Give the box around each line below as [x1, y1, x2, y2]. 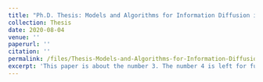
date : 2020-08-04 [8, 26, 65, 34]
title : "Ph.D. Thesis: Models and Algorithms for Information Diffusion [8, 11, 250, 20]
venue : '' [8, 33, 41, 41]
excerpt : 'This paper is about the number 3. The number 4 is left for [8, 62, 247, 70]
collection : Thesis [8, 19, 72, 27]
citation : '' [8, 48, 51, 55]
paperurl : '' [8, 41, 51, 48]
